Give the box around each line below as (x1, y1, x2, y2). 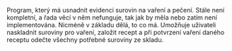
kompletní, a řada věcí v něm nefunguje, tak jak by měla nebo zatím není (6, 13, 217, 22)
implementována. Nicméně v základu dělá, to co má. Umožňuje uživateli (6, 21, 216, 29)
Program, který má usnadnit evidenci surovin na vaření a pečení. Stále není (6, 6, 225, 14)
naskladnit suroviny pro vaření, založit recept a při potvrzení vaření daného (6, 28, 225, 36)
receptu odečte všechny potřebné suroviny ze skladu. (6, 36, 164, 44)
